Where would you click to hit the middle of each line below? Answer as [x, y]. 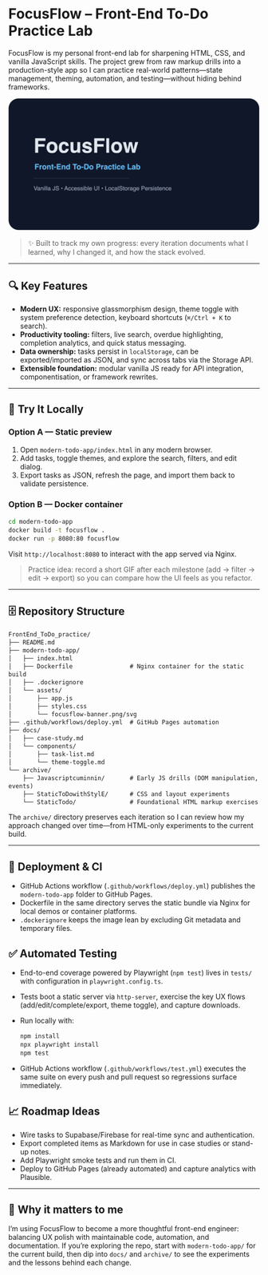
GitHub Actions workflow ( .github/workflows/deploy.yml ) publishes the [137, 886]
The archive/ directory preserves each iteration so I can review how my [126, 817]
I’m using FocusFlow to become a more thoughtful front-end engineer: [124, 1229]
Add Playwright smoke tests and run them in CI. [98, 1160]
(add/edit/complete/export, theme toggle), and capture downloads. [130, 1005]
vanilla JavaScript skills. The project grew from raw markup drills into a [125, 61]
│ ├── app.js [41, 699]
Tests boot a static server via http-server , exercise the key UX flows [132, 997]
